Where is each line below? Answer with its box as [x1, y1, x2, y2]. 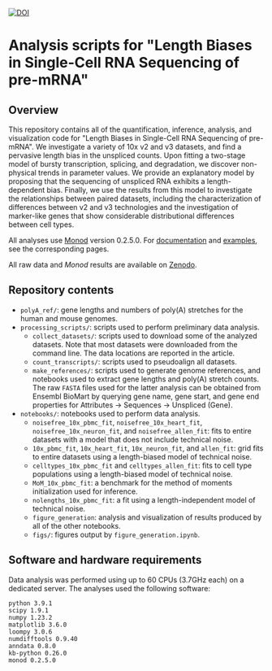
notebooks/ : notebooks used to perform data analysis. [19, 408, 201, 418]
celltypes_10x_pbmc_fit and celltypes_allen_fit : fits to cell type [32, 460, 253, 470]
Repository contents [8, 283, 114, 297]
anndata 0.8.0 [8, 642, 57, 650]
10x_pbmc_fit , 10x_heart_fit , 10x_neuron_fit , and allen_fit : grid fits [32, 443, 264, 453]
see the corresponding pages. [8, 244, 110, 254]
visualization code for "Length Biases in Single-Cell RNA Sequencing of [8, 133, 248, 142]
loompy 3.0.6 [8, 627, 53, 636]
